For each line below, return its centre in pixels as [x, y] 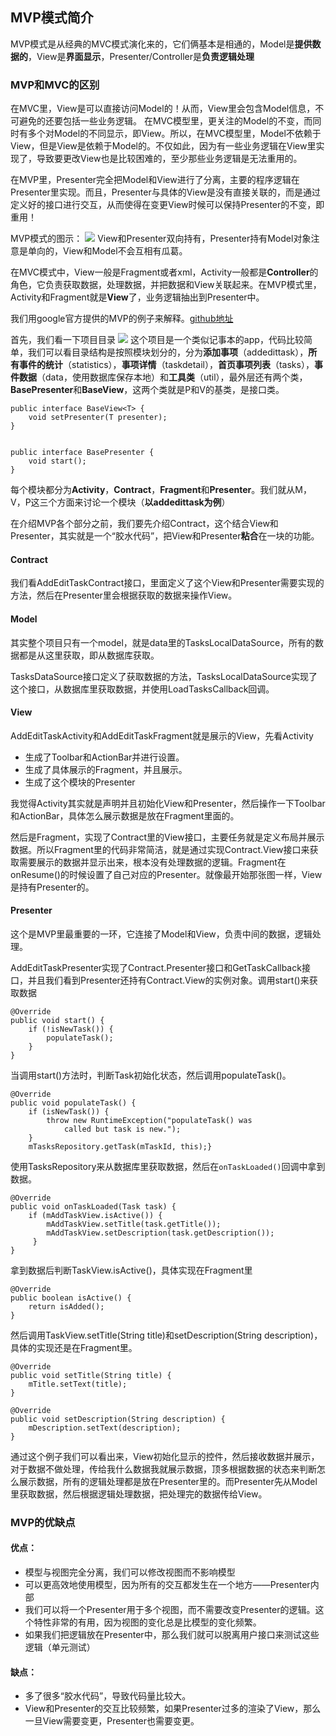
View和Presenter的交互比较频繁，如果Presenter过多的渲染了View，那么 [173, 1709]
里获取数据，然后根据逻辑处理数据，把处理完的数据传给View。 [139, 1494]
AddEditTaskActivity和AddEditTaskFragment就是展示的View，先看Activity [162, 735]
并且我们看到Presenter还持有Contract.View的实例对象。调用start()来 [168, 980]
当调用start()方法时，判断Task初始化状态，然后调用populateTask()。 [151, 1075]
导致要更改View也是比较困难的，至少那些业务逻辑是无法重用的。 [169, 159]
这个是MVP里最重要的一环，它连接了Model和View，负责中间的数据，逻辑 [161, 934]
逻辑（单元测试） [60, 1647]
